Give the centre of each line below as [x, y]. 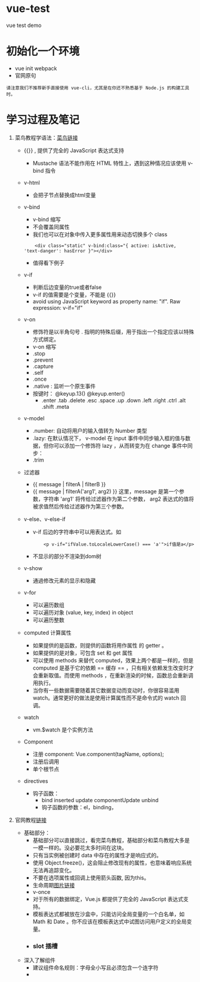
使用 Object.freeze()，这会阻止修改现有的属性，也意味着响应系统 [112, 863]
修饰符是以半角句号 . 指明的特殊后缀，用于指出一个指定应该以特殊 [113, 332]
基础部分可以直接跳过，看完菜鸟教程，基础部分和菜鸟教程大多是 [111, 840]
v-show [33, 568]
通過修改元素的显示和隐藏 [64, 580]
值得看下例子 [48, 263]
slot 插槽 [45, 946]
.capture [43, 366]
